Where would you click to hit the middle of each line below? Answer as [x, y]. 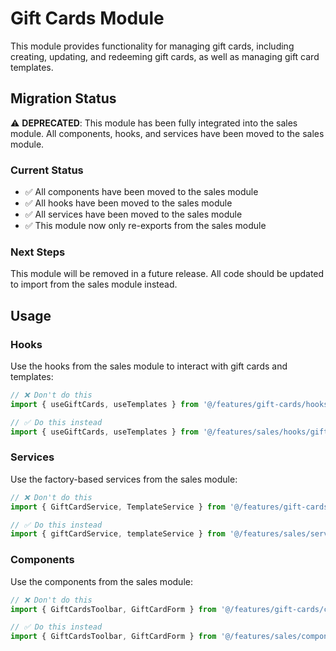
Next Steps [38, 252]
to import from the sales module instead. [94, 284]
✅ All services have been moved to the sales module [133, 214]
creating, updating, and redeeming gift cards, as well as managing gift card [165, 56]
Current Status [47, 170]
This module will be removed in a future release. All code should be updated [167, 274]
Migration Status [63, 98]
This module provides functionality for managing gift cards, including [152, 46]
